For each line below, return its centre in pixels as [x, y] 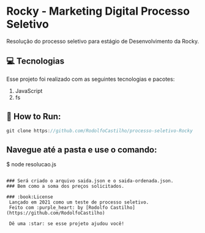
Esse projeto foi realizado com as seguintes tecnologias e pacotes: [91, 79]
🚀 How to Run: [34, 116]
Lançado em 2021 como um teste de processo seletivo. [79, 202]
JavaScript [29, 91]
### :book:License [30, 197]
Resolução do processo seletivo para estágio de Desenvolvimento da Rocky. [103, 41]
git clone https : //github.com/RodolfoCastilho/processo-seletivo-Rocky [99, 131]
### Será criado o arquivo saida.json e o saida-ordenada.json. [90, 181]
